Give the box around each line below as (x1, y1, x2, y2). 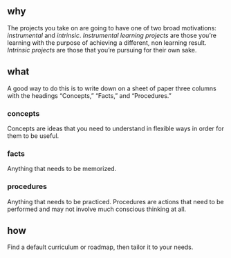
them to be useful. (7, 131, 59, 140)
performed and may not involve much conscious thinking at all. (7, 205, 187, 213)
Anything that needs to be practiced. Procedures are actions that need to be (7, 197, 224, 206)
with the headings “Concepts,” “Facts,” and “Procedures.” (7, 91, 172, 99)
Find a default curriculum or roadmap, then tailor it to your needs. (7, 243, 194, 251)
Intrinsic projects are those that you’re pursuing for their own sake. (7, 46, 197, 54)
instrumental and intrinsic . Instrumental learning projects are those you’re (7, 31, 216, 39)
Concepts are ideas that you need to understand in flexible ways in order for (7, 124, 225, 132)
